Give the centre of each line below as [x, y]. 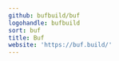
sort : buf [25, 30]
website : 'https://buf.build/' [60, 45]
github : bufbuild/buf [44, 15]
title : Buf [26, 38]
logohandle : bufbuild [44, 23]
